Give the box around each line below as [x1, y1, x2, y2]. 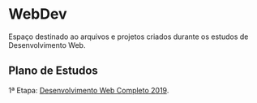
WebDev [8, 5, 67, 24]
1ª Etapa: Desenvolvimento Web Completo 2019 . [8, 85, 169, 95]
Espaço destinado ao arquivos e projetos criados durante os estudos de [8, 32, 249, 41]
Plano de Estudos [8, 64, 99, 78]
